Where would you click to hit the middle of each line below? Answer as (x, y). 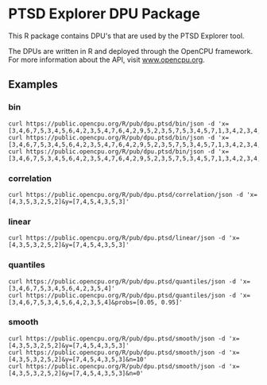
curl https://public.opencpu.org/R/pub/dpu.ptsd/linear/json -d (117, 238)
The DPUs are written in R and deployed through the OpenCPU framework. (130, 51)
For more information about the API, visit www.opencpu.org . (106, 60)
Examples (33, 85)
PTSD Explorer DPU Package (104, 14)
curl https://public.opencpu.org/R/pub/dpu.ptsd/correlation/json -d (126, 194)
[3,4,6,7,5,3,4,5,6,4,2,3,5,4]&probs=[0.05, (83, 302)
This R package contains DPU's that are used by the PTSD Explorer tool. (126, 36)
